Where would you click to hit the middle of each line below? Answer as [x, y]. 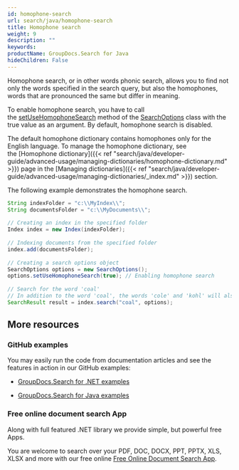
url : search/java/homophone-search [60, 21]
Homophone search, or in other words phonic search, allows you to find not [118, 80]
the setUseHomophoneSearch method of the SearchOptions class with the [117, 117]
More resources [43, 325]
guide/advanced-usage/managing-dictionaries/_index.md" [94, 176]
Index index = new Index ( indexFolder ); [67, 230]
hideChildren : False [38, 61]
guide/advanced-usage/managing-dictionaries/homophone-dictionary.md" [117, 161]
